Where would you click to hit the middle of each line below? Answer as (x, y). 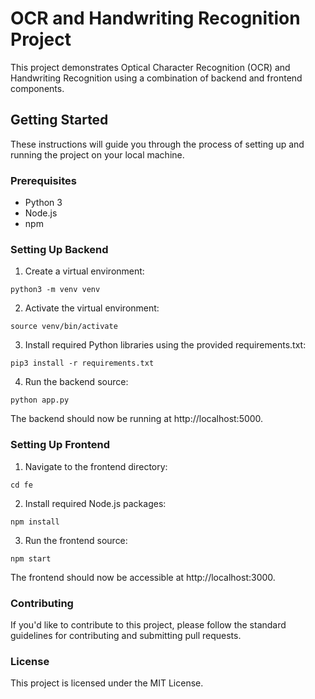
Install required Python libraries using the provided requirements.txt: (165, 345)
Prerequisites (43, 180)
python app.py (40, 400)
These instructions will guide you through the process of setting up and (157, 144)
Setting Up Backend (59, 249)
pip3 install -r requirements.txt (82, 363)
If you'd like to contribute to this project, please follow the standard (148, 624)
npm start (31, 558)
